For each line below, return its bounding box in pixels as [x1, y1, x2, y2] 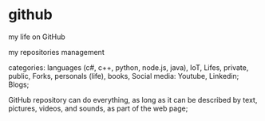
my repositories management [8, 47, 105, 57]
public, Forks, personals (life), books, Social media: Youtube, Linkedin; [8, 71, 239, 80]
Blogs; [8, 80, 30, 89]
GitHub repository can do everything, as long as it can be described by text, [8, 95, 258, 104]
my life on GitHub [8, 32, 65, 41]
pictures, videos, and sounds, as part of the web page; [8, 103, 188, 113]
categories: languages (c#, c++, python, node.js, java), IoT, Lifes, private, [8, 62, 249, 72]
